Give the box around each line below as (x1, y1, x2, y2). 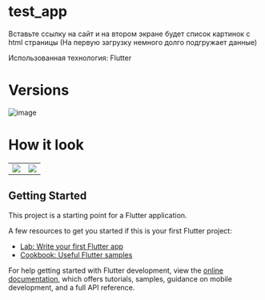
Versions (8, 81, 70, 99)
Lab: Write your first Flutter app (19, 241, 124, 251)
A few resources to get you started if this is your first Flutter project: (8, 225, 232, 235)
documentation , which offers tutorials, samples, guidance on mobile (8, 274, 232, 283)
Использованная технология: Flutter (8, 53, 132, 63)
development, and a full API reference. (8, 282, 135, 292)
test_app (8, 2, 68, 21)
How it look (8, 136, 84, 154)
